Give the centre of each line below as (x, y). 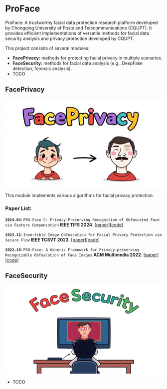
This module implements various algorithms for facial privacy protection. (80, 195)
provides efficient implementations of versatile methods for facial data (77, 33)
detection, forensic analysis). (42, 68)
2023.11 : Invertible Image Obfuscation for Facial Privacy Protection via (83, 234)
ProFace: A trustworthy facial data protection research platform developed (82, 22)
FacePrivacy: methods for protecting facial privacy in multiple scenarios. (87, 57)
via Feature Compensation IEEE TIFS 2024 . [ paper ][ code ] (64, 224)
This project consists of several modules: (47, 48)
